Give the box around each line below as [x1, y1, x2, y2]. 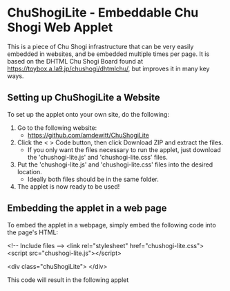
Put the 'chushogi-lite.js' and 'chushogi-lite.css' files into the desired [17, 160, 213, 169]
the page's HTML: [7, 228, 59, 236]
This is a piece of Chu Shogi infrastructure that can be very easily [7, 42, 194, 50]
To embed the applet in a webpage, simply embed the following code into [7, 220, 216, 229]
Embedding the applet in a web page [7, 203, 167, 214]
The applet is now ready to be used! [17, 182, 120, 191]
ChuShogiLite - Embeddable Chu [7, 5, 199, 21]
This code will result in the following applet [7, 275, 129, 284]
